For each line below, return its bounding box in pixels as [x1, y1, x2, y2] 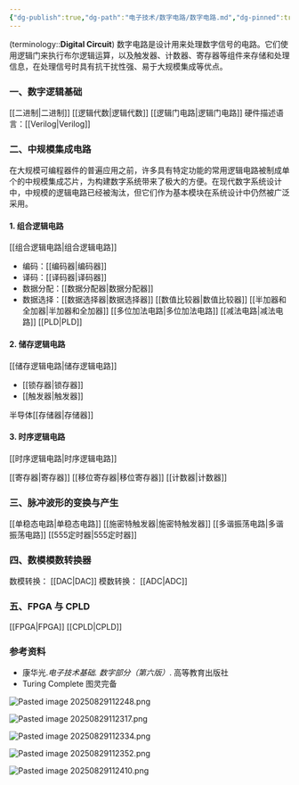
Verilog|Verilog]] [30, 118, 91, 129]
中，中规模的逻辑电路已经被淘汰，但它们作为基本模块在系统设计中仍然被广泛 [9, 187, 290, 198]
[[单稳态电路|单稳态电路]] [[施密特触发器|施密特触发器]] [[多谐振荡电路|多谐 [9, 518, 284, 529]
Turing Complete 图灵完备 [21, 679, 117, 690]
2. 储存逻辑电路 [9, 339, 66, 350]
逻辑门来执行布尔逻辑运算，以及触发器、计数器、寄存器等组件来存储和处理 [16, 50, 290, 61]
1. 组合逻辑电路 [9, 220, 64, 231]
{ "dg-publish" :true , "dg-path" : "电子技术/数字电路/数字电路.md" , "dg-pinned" [9, 12, 280, 22]
